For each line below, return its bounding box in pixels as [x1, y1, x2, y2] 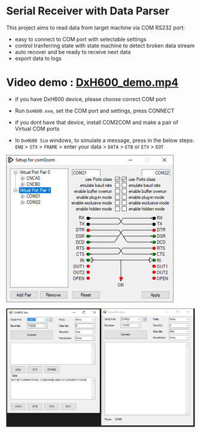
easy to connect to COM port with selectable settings [14, 35, 147, 43]
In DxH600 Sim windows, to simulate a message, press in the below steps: [14, 137, 194, 144]
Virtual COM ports [14, 125, 60, 132]
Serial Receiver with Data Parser [6, 4, 169, 18]
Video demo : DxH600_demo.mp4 [6, 76, 179, 89]
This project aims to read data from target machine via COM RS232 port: [6, 24, 185, 31]
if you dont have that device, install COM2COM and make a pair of [14, 119, 178, 126]
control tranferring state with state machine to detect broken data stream [14, 42, 195, 49]
